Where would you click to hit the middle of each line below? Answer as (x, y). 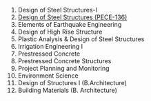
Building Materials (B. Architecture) (68, 90)
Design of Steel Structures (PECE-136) (72, 17)
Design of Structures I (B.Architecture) (72, 83)
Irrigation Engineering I (50, 46)
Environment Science (48, 76)
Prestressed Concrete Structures (64, 61)
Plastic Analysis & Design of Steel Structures (81, 39)
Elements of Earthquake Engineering (70, 24)
